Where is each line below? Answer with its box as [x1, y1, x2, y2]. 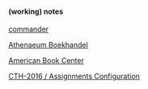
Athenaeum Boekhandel [8, 40, 89, 50]
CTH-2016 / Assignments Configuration [8, 71, 140, 81]
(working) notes [8, 6, 64, 16]
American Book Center [8, 56, 85, 66]
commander [8, 24, 49, 34]
